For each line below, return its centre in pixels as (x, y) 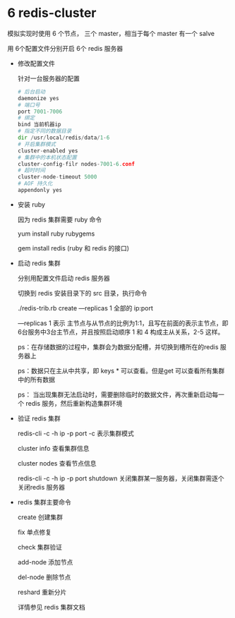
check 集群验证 (40, 547)
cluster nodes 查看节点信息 (57, 463)
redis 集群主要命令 (44, 502)
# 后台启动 (31, 92)
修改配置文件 (36, 63)
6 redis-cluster (52, 13)
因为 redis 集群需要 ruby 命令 (60, 219)
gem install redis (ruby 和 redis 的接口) (73, 248)
